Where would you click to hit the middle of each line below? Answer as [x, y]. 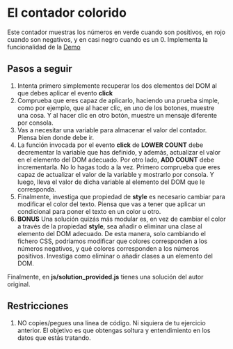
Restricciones [38, 306]
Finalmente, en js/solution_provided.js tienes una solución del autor [105, 277]
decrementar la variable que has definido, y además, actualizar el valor [119, 152]
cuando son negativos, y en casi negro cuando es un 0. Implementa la [108, 39]
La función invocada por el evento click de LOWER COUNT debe [110, 145]
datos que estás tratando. [54, 338]
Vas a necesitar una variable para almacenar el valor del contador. [112, 130]
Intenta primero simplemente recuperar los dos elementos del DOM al [117, 86]
